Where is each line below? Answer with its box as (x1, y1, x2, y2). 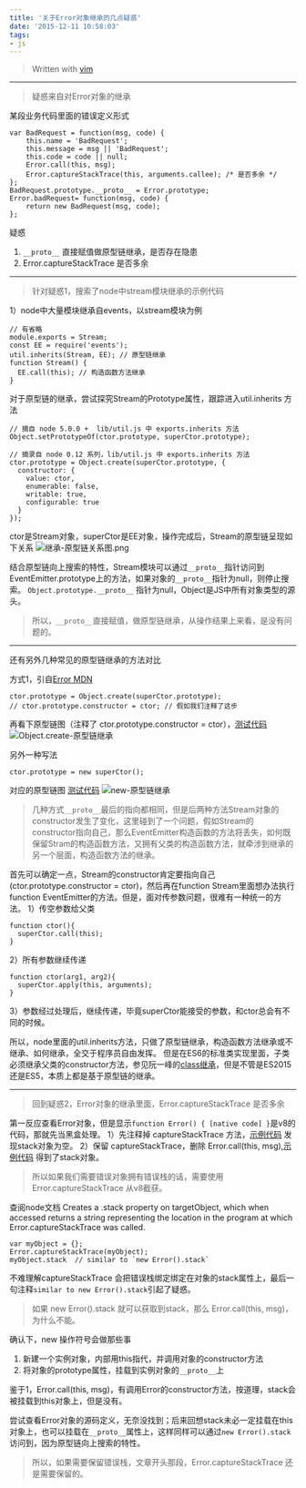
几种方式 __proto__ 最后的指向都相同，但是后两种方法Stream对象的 (31, 804, 280, 815)
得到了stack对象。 (35, 1152, 105, 1163)
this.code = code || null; (25, 152, 128, 162)
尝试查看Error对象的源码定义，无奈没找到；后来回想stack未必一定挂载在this (9, 1415, 293, 1426)
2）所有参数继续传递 (9, 954, 87, 965)
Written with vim (31, 64, 94, 75)
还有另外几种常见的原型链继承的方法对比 (9, 655, 161, 666)
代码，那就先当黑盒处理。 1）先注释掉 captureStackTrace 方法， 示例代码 (9, 1129, 282, 1140)
